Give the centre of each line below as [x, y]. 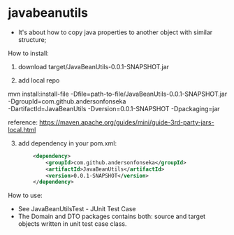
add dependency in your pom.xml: [67, 143]
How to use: [25, 195]
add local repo [39, 80]
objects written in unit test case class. [72, 224]
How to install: [29, 53]
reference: [23, 122]
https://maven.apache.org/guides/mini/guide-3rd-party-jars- [126, 122]
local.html [22, 129]
